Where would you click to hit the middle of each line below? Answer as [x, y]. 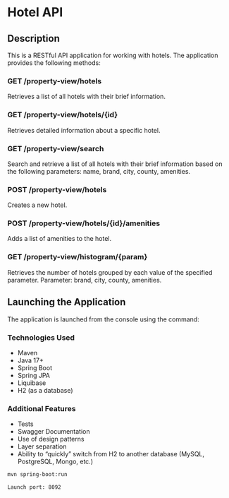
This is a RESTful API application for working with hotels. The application [113, 55]
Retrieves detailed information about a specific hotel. [84, 130]
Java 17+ [30, 360]
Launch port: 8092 [34, 487]
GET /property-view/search [56, 148]
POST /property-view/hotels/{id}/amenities [84, 223]
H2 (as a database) [45, 390]
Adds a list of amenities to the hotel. [59, 239]
